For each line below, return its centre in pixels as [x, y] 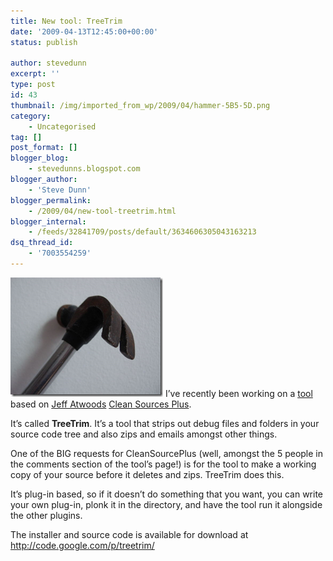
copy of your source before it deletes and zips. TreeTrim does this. [147, 474]
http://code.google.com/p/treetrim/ [82, 545]
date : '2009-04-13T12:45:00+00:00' [84, 31]
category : [31, 116]
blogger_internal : [48, 221]
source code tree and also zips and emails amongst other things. [144, 434]
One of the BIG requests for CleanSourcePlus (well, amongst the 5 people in [167, 453]
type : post [33, 85]
